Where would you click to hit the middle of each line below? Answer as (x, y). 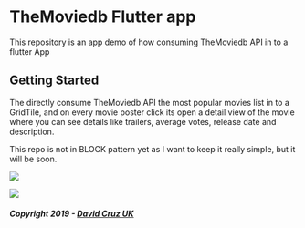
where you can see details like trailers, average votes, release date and (143, 121)
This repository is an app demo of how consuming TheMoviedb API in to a (149, 42)
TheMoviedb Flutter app (103, 17)
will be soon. (33, 159)
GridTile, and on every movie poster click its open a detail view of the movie (152, 112)
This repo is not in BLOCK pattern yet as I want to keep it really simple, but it (152, 149)
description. (32, 131)
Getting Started (54, 81)
